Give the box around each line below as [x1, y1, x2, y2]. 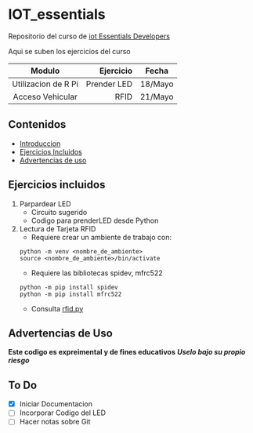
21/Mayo [139, 91, 174, 102]
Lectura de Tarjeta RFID [19, 224, 96, 233]
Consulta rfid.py [31, 304, 84, 313]
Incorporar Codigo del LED [19, 408, 106, 417]
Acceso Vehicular [13, 91, 78, 102]
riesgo [8, 355, 30, 366]
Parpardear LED [19, 198, 72, 209]
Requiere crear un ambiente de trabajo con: [31, 232, 172, 242]
